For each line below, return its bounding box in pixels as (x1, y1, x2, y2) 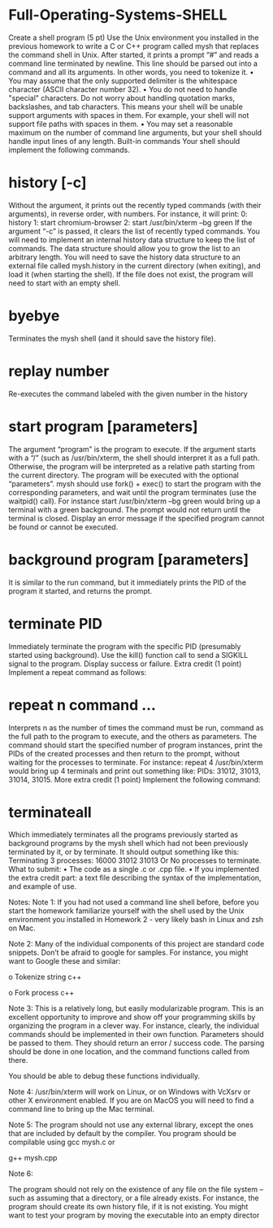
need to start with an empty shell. (8, 278, 120, 288)
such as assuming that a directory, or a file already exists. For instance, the (8, 1193, 259, 1203)
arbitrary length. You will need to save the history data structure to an (8, 252, 241, 262)
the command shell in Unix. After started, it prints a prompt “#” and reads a (8, 50, 259, 59)
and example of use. (8, 882, 77, 891)
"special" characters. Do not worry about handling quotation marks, (8, 93, 236, 102)
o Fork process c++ (8, 988, 75, 998)
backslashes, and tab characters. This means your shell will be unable (8, 102, 244, 111)
